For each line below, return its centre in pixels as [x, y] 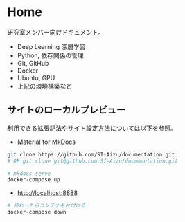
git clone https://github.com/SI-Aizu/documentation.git [91, 154]
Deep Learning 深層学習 [51, 46]
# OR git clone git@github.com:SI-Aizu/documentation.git [92, 161]
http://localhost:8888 [47, 193]
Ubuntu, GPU [36, 77]
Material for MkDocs [46, 142]
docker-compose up [34, 180]
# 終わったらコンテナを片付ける [46, 206]
